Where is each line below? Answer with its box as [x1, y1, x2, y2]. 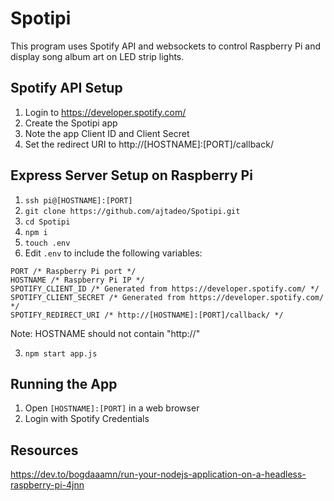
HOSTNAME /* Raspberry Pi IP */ [10, 275, 145, 285]
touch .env [24, 238, 71, 248]
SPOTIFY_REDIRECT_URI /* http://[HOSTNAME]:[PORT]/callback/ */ [10, 310, 284, 320]
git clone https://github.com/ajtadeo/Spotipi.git [24, 206, 241, 216]
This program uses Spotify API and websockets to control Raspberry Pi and [10, 40, 322, 52]
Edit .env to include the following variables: [24, 247, 203, 259]
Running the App [10, 375, 118, 392]
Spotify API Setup [10, 80, 123, 97]
